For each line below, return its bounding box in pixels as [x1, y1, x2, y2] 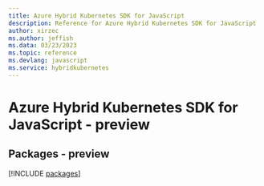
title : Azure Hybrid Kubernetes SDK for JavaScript [8, 11, 185, 20]
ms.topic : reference [8, 49, 78, 57]
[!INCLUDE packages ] [8, 168, 81, 178]
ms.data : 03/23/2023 [8, 42, 78, 50]
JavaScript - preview [8, 115, 151, 133]
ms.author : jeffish [8, 34, 74, 42]
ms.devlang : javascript [8, 57, 88, 65]
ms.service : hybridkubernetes [8, 64, 110, 72]
